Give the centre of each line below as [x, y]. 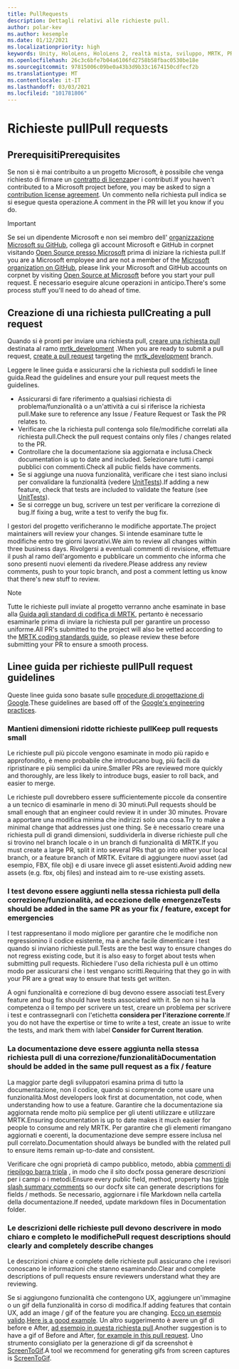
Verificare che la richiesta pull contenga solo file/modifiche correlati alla [123, 429]
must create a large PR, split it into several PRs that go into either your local [117, 850]
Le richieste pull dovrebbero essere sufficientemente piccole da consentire [117, 797]
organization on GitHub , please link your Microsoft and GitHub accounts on [117, 268]
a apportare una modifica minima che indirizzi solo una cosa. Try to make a [116, 820]
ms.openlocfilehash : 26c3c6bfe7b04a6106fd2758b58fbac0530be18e [103, 61]
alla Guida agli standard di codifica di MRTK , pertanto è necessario [105, 614]
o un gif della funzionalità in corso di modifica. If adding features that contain [119, 1305]
